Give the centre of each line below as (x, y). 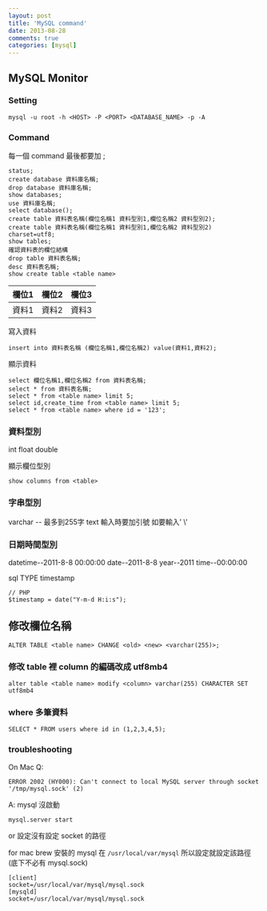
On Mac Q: (26, 767)
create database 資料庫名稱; (54, 180)
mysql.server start (41, 820)
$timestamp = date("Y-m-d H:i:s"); (68, 600)
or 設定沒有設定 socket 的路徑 (57, 835)
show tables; (30, 242)
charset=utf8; (32, 235)
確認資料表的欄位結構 (38, 250)
